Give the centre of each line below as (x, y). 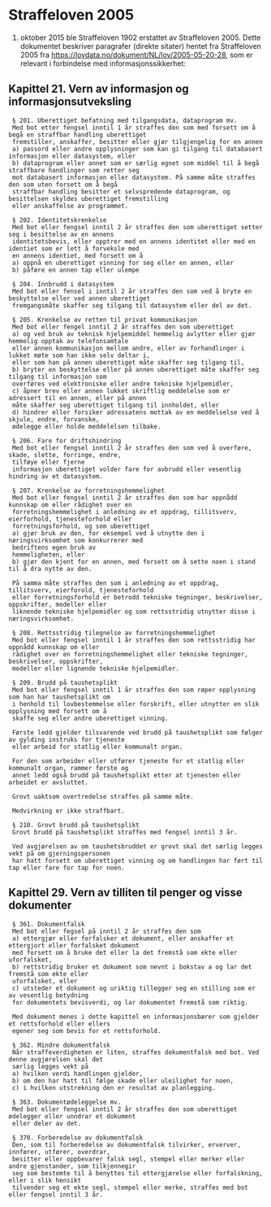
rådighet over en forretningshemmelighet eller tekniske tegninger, (130, 654)
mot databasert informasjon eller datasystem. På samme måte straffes (133, 177)
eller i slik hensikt (45, 1180)
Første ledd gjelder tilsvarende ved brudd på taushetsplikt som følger (138, 732)
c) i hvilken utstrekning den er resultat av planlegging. (114, 1087)
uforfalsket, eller (45, 981)
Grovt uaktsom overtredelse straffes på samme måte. (103, 796)
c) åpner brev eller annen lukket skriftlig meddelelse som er (121, 391)
